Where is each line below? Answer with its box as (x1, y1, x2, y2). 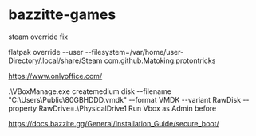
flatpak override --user (8, 47, 84, 56)
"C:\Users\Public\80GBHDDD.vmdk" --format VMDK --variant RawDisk (8, 95, 242, 104)
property (8, 103, 37, 113)
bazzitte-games (8, 6, 116, 24)
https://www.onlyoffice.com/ (8, 71, 103, 80)
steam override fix (8, 32, 69, 41)
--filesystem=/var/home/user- (85, 47, 184, 56)
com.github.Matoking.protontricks (104, 56, 216, 65)
